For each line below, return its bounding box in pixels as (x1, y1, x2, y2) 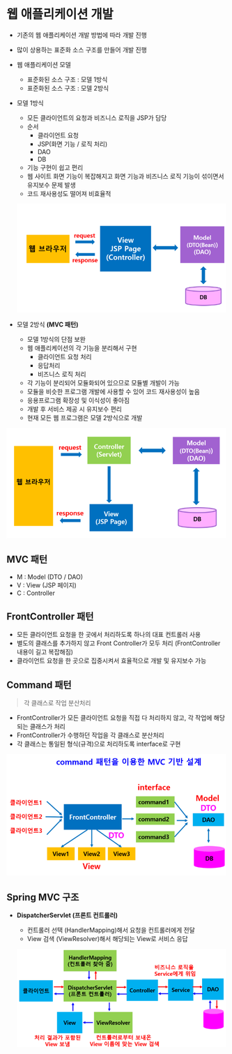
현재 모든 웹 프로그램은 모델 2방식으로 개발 (26, 414, 143, 422)
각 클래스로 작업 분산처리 (23, 699, 91, 707)
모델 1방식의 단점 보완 (26, 336, 86, 344)
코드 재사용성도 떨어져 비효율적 (26, 189, 111, 197)
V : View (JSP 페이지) (16, 580, 77, 589)
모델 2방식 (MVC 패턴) (16, 320, 79, 329)
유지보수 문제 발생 (26, 181, 76, 189)
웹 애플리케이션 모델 (16, 60, 71, 68)
